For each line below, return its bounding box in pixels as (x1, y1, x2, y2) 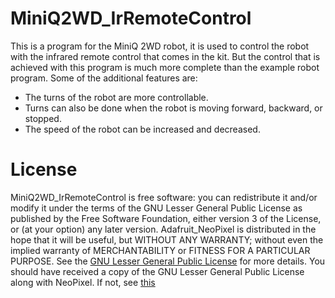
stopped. (24, 112, 62, 124)
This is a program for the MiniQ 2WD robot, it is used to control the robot (10, 40, 310, 52)
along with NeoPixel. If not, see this (10, 276, 156, 288)
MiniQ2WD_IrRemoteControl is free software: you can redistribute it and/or (10, 191, 318, 203)
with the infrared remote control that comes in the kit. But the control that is (10, 50, 321, 62)
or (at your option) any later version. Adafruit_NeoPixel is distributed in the (10, 223, 317, 235)
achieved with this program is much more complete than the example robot (10, 61, 320, 73)
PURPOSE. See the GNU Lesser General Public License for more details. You (10, 255, 326, 267)
